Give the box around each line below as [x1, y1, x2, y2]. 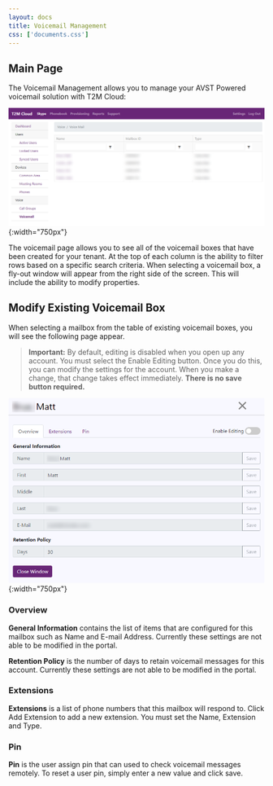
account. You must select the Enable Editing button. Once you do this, [28, 355, 262, 366]
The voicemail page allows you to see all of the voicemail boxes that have [8, 243, 254, 252]
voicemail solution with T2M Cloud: [8, 92, 127, 102]
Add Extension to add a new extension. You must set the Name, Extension [8, 712, 256, 722]
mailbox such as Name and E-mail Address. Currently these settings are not [8, 631, 262, 641]
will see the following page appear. [8, 331, 125, 341]
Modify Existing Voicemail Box [8, 301, 166, 315]
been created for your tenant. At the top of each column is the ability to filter [8, 252, 264, 261]
